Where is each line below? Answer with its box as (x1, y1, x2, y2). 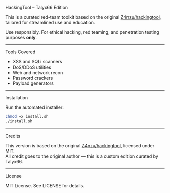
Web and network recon (12, 70, 63, 75)
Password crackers (12, 75, 53, 81)
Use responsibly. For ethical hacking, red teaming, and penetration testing (5, 29, 159, 35)
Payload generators (12, 80, 54, 86)
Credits (5, 133, 21, 139)
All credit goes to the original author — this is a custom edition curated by (5, 153, 158, 159)
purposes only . (5, 35, 37, 40)
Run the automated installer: (5, 104, 64, 110)
